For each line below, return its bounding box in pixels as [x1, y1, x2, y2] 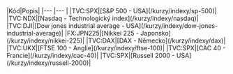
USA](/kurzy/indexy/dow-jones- [126, 22, 218, 30]
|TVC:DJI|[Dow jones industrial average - [6, 22, 125, 30]
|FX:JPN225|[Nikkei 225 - [64, 29, 140, 37]
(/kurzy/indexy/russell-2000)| [6, 59, 91, 67]
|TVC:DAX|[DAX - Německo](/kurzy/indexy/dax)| [86, 36, 226, 45]
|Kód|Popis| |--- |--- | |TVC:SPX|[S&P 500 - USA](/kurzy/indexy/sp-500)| [6, 7, 217, 15]
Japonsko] [140, 29, 172, 37]
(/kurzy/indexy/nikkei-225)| [6, 36, 85, 45]
